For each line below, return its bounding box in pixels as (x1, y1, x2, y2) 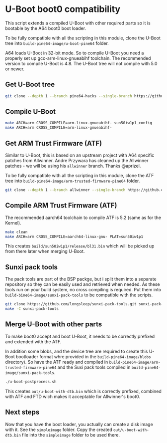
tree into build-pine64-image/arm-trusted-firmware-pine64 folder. (5, 178, 140, 184)
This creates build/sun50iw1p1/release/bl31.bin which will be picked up (5, 243, 155, 249)
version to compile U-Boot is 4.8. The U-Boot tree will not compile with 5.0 (5, 60, 158, 66)
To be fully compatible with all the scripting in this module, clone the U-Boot (5, 35, 161, 41)
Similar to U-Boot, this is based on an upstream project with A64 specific (5, 152, 155, 158)
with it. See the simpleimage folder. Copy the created (5, 427, 113, 433)
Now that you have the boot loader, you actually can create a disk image (5, 421, 153, 427)
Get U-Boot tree (5, 80, 55, 89)
